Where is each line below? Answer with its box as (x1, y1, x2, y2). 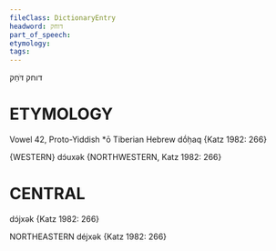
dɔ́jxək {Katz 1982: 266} (9, 214, 100, 224)
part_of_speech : (9, 30, 71, 39)
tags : (9, 47, 30, 56)
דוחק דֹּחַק (9, 72, 43, 83)
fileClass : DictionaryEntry (9, 13, 117, 23)
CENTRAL (9, 184, 86, 205)
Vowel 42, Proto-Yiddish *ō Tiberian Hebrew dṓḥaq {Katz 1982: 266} (9, 134, 267, 146)
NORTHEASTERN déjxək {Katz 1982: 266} (9, 231, 167, 242)
